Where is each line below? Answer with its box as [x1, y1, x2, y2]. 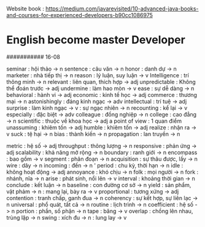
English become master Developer [6, 33, 185, 47]
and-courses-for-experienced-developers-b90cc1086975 [6, 12, 153, 19]
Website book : [6, 5, 45, 12]
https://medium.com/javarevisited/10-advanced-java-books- [45, 5, 199, 12]
